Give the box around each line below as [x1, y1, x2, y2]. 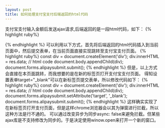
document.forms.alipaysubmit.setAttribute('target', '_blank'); [5, 93, 128, 98]
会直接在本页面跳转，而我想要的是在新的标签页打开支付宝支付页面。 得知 [5, 70, 153, 76]
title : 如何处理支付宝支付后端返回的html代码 [5, 12, 89, 17]
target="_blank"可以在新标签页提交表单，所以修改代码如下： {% [18, 77, 148, 83]
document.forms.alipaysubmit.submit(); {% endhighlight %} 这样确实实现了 [5, 98, 158, 104]
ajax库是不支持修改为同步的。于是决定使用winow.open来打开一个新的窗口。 [5, 117, 159, 123]
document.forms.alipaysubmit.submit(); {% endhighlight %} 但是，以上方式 [5, 64, 158, 70]
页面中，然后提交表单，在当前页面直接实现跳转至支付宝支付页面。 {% [5, 48, 146, 54]
